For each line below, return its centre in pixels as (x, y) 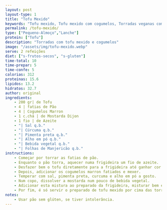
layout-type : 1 (21, 14)
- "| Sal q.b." (30, 125)
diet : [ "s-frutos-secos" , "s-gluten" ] (45, 56)
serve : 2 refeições (25, 51)
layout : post (19, 10)
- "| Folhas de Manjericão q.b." (49, 149)
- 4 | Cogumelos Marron (39, 112)
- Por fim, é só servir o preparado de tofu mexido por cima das (83, 190)
